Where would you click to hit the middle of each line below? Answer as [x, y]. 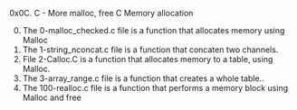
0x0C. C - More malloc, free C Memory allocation [101, 13]
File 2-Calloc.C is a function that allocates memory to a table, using [148, 59]
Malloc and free [52, 97]
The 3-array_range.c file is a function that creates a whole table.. [143, 78]
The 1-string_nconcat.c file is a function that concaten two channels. [150, 50]
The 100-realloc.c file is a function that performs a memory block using [155, 88]
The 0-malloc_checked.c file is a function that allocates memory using [153, 30]
